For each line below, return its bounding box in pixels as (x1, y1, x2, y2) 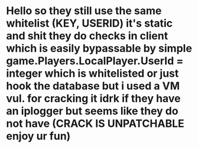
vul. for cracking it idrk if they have (6, 92, 181, 106)
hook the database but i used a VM (6, 80, 180, 93)
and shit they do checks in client (6, 29, 168, 42)
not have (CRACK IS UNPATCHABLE (6, 117, 184, 130)
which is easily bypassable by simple (6, 42, 192, 55)
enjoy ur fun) (6, 130, 71, 143)
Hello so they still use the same (6, 4, 162, 18)
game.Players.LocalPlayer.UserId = (6, 54, 184, 68)
